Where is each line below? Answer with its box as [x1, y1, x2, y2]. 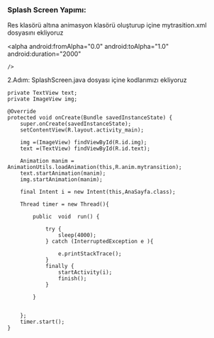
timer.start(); [20, 318, 65, 326]
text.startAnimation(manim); [20, 170, 106, 177]
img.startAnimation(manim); [20, 176, 103, 183]
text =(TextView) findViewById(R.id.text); [20, 145, 151, 153]
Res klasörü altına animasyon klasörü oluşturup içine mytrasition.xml [7, 21, 207, 30]
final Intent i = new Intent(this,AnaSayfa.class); [20, 189, 176, 196]
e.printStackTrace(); [57, 250, 122, 257]
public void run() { [33, 214, 100, 221]
